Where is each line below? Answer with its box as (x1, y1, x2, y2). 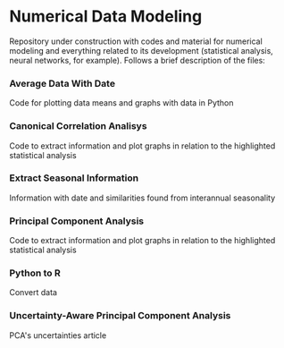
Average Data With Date (9, 77, 116, 89)
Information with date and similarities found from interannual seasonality (9, 192, 276, 203)
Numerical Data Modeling (9, 6, 203, 27)
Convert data (9, 287, 58, 298)
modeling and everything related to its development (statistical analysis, (9, 45, 274, 55)
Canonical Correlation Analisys (9, 120, 147, 132)
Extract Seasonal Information (9, 172, 139, 184)
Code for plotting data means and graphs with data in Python (9, 98, 234, 108)
